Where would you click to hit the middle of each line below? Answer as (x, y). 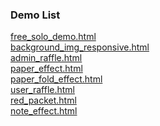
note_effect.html (44, 111)
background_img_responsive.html (80, 47)
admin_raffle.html (46, 58)
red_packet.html (43, 100)
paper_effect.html (46, 69)
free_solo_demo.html (53, 37)
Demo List (35, 15)
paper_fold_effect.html (56, 79)
